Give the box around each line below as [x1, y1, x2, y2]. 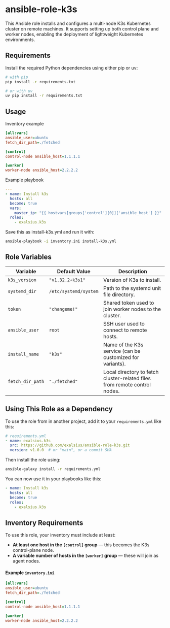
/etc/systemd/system [49, 288, 99, 294]
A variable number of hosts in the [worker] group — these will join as [12, 552, 158, 559]
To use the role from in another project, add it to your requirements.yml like [5, 418, 162, 424]
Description [118, 268, 148, 275]
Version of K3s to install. [103, 276, 161, 283]
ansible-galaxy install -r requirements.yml [5, 467, 101, 472]
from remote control [103, 381, 151, 388]
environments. [5, 37, 35, 43]
